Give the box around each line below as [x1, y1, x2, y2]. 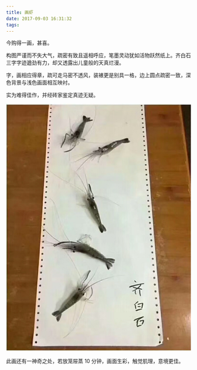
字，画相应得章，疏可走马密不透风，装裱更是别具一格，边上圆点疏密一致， [6, 72, 186, 79]
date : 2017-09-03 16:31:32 [6, 15, 72, 22]
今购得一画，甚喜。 [6, 39, 53, 46]
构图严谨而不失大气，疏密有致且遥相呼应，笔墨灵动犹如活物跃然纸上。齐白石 [6, 52, 191, 59]
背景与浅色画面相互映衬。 [11, 79, 73, 86]
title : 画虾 [6, 9, 33, 15]
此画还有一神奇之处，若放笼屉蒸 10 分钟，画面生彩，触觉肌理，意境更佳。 [6, 358, 184, 365]
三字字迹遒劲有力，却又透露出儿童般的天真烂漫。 [6, 59, 124, 66]
